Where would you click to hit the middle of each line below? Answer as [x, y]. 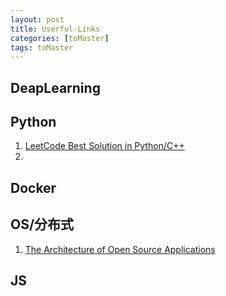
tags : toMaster [42, 47]
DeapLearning [55, 87]
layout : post [37, 19]
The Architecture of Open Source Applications [120, 249]
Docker [33, 187]
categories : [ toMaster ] [60, 38]
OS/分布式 [42, 224]
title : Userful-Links [55, 29]
